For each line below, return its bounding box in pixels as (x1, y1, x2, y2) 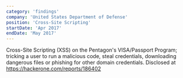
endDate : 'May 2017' (6, 30, 57, 36)
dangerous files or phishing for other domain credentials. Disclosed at (6, 59, 176, 66)
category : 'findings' (6, 8, 60, 15)
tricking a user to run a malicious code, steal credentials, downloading (6, 53, 177, 60)
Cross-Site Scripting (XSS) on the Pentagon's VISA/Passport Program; (6, 46, 178, 53)
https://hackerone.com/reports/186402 (6, 65, 102, 72)
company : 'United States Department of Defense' (6, 14, 128, 20)
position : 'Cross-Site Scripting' (6, 19, 91, 25)
